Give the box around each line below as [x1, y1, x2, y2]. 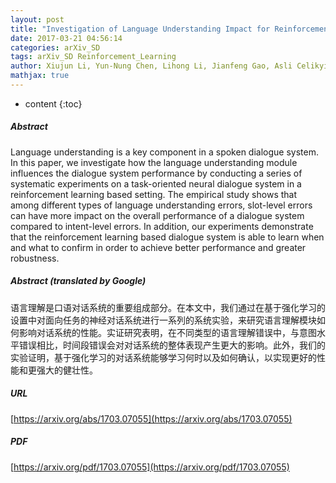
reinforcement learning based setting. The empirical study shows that [10, 188, 298, 200]
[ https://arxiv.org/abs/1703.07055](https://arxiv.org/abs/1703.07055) [10, 412, 293, 425]
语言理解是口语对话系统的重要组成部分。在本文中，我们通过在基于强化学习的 [10, 301, 326, 313]
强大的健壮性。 [36, 364, 98, 376]
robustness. [10, 252, 60, 264]
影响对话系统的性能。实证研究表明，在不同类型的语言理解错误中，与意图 [18, 326, 317, 338]
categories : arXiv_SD [10, 42, 101, 53]
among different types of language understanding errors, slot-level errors [10, 199, 313, 211]
